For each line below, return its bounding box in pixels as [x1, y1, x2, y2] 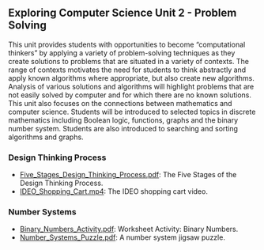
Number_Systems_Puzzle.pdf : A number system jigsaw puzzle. [19, 233, 225, 242]
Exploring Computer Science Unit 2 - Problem [8, 6, 237, 20]
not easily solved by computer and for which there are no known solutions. [8, 90, 251, 100]
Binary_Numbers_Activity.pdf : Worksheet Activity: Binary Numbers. [19, 225, 239, 234]
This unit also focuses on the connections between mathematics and [8, 98, 232, 108]
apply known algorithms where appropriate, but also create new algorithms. [8, 73, 255, 82]
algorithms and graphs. [8, 132, 85, 142]
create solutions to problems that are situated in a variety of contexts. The [8, 56, 249, 66]
